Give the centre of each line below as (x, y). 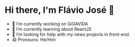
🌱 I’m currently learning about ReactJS (51, 29)
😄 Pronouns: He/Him (34, 40)
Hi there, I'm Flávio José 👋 (59, 10)
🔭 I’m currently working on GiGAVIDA (50, 24)
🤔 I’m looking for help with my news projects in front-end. (71, 34)
